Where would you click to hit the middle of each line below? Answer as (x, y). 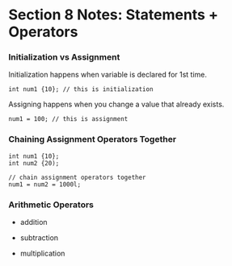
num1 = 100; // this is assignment (68, 119)
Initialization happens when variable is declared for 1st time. (108, 75)
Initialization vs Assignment (64, 57)
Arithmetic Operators (51, 205)
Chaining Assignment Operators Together (92, 139)
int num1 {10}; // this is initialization (81, 89)
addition (34, 222)
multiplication (42, 254)
